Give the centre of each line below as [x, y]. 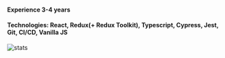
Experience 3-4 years [39, 10]
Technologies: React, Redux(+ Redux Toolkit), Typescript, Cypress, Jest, [113, 25]
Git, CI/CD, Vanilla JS [37, 32]
